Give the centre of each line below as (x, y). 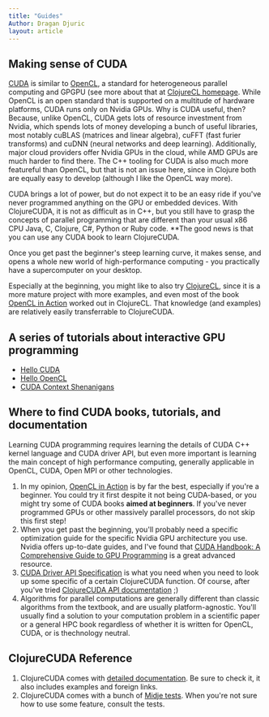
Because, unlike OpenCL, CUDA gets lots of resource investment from (125, 118)
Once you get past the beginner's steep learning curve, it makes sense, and (135, 253)
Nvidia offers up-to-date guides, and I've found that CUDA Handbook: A (140, 546)
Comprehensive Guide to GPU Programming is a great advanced (128, 555)
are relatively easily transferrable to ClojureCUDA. (92, 312)
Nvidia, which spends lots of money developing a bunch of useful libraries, (133, 127)
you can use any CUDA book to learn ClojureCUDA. (94, 237)
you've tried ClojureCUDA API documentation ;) (99, 590)
